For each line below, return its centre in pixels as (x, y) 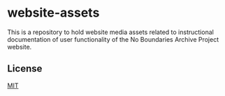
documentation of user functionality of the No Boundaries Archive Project (113, 39)
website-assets (53, 13)
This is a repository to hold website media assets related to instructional (111, 32)
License (25, 69)
